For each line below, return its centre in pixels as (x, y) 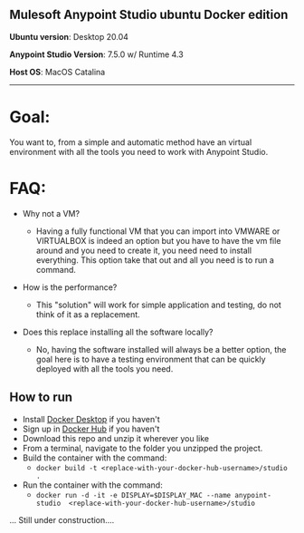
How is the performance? (70, 287)
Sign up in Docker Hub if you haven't (91, 429)
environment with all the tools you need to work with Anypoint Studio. (139, 151)
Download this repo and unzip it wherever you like (116, 438)
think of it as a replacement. (88, 314)
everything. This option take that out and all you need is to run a (155, 260)
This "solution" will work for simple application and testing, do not (159, 305)
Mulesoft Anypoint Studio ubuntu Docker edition (149, 15)
